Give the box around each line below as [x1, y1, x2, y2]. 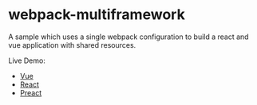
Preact [19, 87, 42, 97]
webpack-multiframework [8, 6, 185, 24]
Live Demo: [8, 56, 45, 65]
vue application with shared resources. [8, 40, 136, 49]
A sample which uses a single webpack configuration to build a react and [8, 32, 249, 41]
